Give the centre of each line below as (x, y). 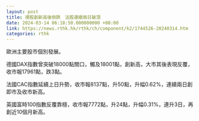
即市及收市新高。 (27, 92)
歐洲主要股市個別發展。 (35, 52)
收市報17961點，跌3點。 (36, 72)
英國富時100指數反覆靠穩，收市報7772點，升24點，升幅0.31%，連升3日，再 (100, 104)
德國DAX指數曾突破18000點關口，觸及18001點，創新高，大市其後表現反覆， (99, 64)
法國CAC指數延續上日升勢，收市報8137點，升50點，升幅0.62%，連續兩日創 (99, 85)
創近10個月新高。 (27, 112)
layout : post (22, 12)
